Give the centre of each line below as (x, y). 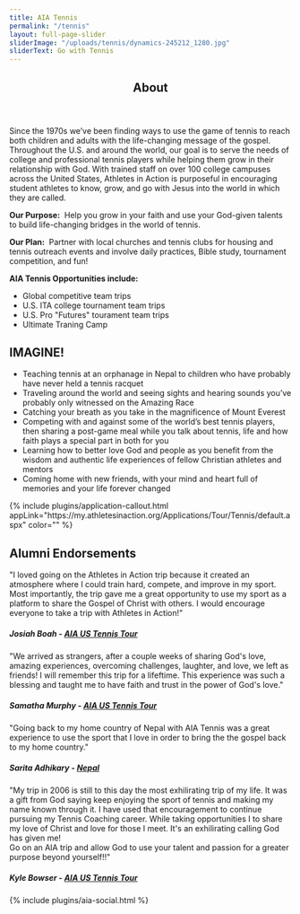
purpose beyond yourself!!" (60, 857)
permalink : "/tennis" (50, 26)
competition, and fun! (49, 260)
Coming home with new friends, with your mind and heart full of (140, 479)
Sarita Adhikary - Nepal (55, 768)
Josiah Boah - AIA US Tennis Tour (73, 633)
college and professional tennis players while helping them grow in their (142, 159)
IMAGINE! (37, 352)
